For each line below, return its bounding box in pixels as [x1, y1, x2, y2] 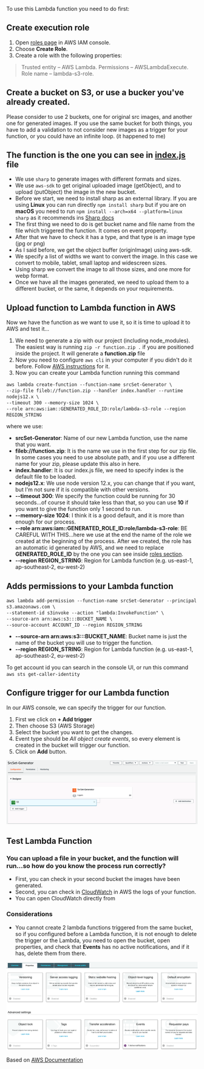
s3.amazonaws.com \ [6, 604, 56, 610]
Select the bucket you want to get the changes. [15, 728, 134, 736]
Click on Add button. [15, 747, 67, 755]
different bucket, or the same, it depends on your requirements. [15, 285, 174, 292]
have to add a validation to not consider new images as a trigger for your [6, 126, 188, 133]
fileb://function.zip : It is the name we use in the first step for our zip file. [15, 447, 198, 454]
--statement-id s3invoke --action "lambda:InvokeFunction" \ [6, 610, 165, 616]
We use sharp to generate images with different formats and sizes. [15, 175, 181, 183]
